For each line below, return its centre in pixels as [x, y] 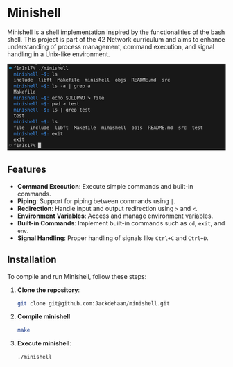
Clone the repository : [49, 290]
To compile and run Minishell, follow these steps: [77, 276]
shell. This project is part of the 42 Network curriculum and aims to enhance [116, 39]
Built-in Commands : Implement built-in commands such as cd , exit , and [121, 223]
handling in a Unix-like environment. [59, 54]
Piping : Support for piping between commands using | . [96, 201]
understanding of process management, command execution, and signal [111, 46]
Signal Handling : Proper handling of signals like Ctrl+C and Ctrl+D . [113, 238]
